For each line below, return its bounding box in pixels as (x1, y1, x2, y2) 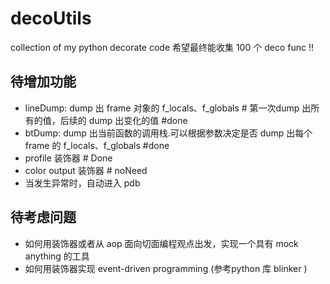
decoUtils (10, 7, 92, 30)
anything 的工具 (24, 250, 90, 262)
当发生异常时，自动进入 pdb (24, 177, 141, 189)
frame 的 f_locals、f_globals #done (24, 139, 170, 151)
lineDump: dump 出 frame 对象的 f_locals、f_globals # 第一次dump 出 (24, 102, 312, 114)
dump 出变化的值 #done (88, 114, 188, 126)
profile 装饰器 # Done (24, 152, 113, 164)
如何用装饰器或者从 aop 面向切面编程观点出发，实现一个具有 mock (24, 237, 299, 249)
